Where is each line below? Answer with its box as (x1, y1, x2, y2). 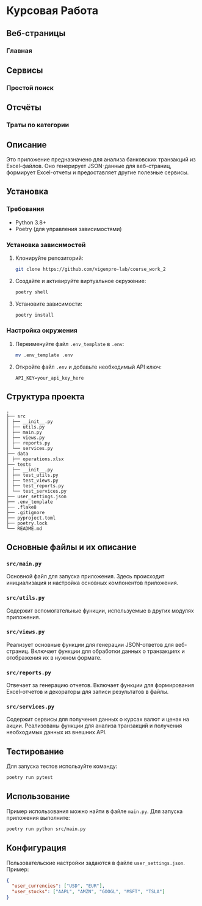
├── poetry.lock (6, 520, 48, 526)
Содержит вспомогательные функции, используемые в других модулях (6, 606, 194, 614)
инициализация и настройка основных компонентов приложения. (6, 579, 179, 587)
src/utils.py (6, 594, 45, 602)
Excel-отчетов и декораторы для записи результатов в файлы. (6, 688, 169, 696)
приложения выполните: (6, 814, 70, 821)
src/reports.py (6, 669, 52, 676)
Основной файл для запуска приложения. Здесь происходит (6, 573, 165, 580)
